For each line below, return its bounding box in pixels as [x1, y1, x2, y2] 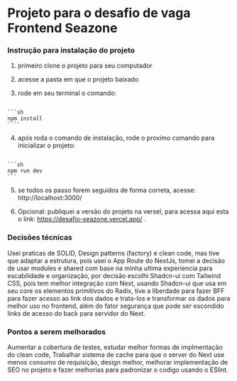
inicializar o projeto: [17, 141, 76, 150]
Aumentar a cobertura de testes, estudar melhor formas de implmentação [7, 343, 224, 352]
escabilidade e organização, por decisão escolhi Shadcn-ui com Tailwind [7, 271, 221, 280]
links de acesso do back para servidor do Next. [7, 309, 145, 317]
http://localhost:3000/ [17, 194, 82, 202]
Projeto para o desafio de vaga [7, 5, 191, 21]
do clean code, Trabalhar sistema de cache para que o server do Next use [7, 350, 225, 359]
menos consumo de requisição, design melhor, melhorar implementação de [7, 358, 228, 367]
